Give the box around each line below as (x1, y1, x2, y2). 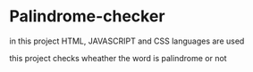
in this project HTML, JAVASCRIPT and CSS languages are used (9, 36, 245, 46)
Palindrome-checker (9, 6, 165, 27)
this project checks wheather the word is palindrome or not (9, 52, 227, 63)
